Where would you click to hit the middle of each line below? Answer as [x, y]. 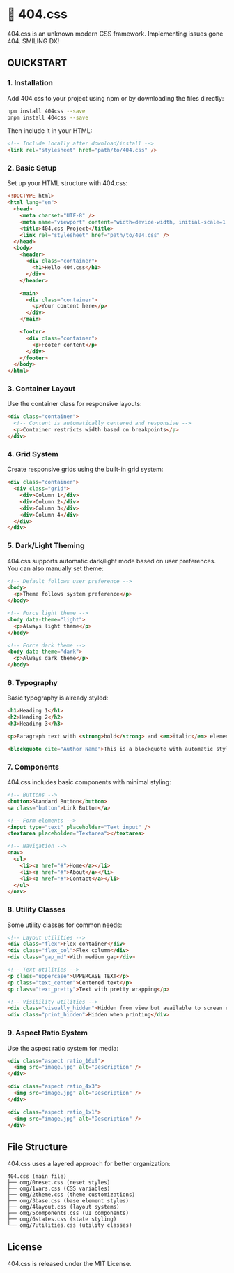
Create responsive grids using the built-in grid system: [85, 469]
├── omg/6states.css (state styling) [62, 1219]
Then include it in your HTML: [50, 131]
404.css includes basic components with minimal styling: [89, 782]
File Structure [37, 1147]
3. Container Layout [41, 389]
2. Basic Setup [32, 168]
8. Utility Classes [37, 909]
